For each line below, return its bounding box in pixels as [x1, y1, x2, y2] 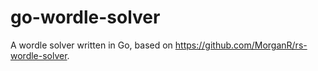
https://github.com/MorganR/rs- [174, 39, 308, 51]
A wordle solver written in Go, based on [10, 39, 173, 51]
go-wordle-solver [10, 6, 161, 29]
